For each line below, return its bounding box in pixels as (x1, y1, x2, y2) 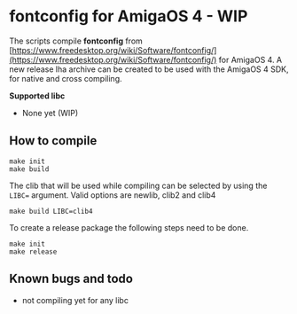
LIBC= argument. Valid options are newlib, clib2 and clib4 (9, 189, 216, 200)
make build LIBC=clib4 (9, 207, 93, 216)
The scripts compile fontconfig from (9, 35, 144, 46)
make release (9, 247, 58, 256)
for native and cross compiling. (9, 73, 122, 83)
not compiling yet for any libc (21, 294, 129, 305)
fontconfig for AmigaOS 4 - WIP (9, 6, 248, 27)
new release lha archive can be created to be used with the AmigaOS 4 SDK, (9, 64, 290, 75)
